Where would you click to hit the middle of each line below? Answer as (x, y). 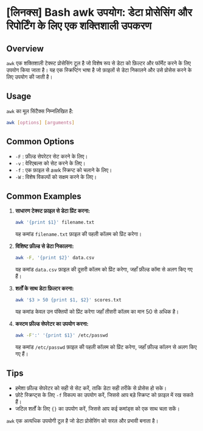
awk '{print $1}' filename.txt (55, 223)
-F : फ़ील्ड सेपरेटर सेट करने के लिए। (51, 156)
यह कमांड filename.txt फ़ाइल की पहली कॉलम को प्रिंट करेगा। (78, 234)
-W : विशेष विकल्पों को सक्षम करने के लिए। (56, 177)
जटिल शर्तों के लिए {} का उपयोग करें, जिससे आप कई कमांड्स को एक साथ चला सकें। (98, 408)
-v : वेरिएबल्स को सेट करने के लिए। (50, 163)
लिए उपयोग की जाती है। (29, 77)
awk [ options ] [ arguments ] (40, 122)
